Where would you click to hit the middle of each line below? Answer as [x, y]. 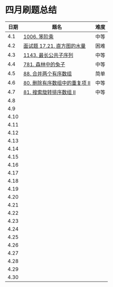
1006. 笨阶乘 [39, 37]
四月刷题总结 [31, 10]
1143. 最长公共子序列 [48, 55]
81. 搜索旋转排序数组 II [50, 92]
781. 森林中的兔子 [44, 64]
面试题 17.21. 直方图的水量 [55, 46]
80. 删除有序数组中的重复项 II [57, 83]
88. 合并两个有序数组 [48, 74]
